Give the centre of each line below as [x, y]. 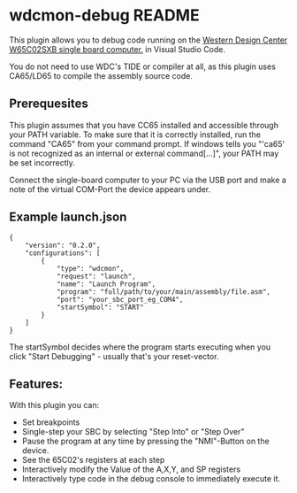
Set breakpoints [51, 422]
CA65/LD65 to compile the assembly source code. [101, 75]
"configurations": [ [63, 253]
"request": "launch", [96, 276]
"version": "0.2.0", [63, 245]
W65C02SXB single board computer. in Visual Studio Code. [118, 49]
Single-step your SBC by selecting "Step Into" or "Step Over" [133, 432]
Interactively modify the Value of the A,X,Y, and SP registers [131, 469]
